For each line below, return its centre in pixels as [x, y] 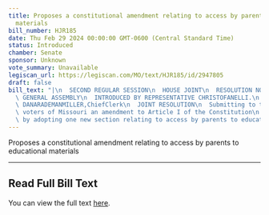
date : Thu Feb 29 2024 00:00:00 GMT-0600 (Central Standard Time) [121, 38]
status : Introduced [41, 46]
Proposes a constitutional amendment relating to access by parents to [124, 142]
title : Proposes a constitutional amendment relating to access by [123, 16]
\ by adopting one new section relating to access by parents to [127, 120]
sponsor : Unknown [37, 61]
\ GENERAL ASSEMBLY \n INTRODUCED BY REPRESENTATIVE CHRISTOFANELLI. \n [138, 98]
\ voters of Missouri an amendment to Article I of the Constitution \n [138, 113]
